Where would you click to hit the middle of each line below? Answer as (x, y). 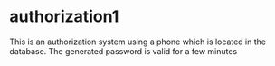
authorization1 (64, 17)
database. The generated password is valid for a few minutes (123, 51)
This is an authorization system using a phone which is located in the (138, 42)
